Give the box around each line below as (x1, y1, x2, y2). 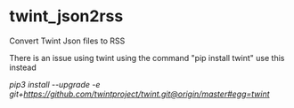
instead (9, 62, 37, 73)
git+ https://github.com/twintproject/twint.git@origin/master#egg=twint (9, 89, 270, 99)
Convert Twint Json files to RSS (9, 35, 126, 46)
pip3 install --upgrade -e (9, 79, 101, 89)
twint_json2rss (9, 6, 124, 27)
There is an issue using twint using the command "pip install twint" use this (9, 52, 285, 63)
